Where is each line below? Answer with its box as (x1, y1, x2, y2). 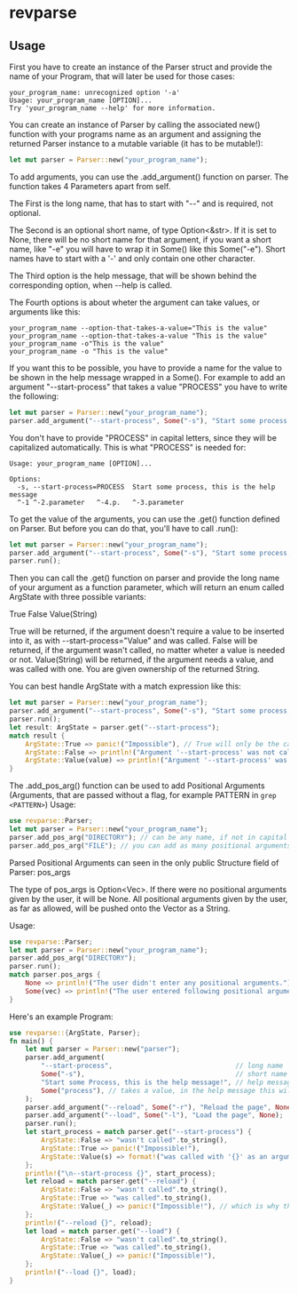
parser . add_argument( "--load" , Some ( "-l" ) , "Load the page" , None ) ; (25, 1111, 284, 1120)
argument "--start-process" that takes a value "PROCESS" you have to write (9, 381, 288, 392)
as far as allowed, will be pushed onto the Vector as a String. (9, 903, 231, 914)
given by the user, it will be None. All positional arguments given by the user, (9, 893, 288, 904)
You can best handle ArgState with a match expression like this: (9, 681, 241, 691)
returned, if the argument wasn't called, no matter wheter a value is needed (9, 645, 286, 656)
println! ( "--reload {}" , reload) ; (25, 1218, 153, 1227)
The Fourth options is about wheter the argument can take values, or (9, 297, 260, 307)
